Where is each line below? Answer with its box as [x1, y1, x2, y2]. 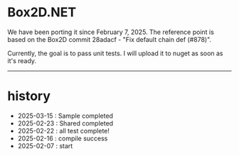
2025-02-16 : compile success [17, 134, 108, 143]
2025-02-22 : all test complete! [17, 126, 110, 135]
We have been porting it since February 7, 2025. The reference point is [7, 28, 215, 36]
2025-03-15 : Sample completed [17, 111, 114, 120]
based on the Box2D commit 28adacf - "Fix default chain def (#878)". [7, 35, 212, 43]
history [7, 88, 51, 104]
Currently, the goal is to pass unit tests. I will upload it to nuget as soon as [7, 49, 223, 57]
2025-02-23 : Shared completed [17, 118, 114, 128]
